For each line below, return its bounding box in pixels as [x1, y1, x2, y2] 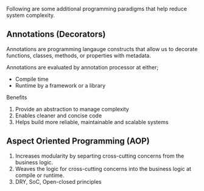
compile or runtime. [15, 172, 65, 179]
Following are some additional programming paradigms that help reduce [6, 5, 188, 12]
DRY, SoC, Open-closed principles [15, 178, 102, 185]
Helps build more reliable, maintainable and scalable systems [15, 118, 169, 125]
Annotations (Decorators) [6, 29, 106, 40]
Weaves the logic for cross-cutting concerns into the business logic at [15, 165, 192, 172]
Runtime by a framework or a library [15, 82, 106, 89]
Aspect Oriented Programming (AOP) [6, 136, 150, 147]
